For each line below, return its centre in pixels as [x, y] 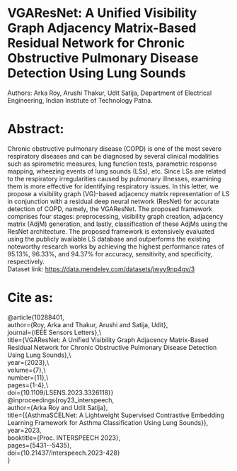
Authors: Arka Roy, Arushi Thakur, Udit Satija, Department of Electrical [110, 93]
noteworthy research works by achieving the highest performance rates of [116, 246]
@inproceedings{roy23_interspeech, [61, 400]
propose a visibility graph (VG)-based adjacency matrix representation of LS [118, 193]
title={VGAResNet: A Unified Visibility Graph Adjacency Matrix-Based [108, 340]
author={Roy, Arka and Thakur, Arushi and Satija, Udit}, [88, 324]
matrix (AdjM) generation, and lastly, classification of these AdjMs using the [118, 224]
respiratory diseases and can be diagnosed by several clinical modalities [113, 156]
